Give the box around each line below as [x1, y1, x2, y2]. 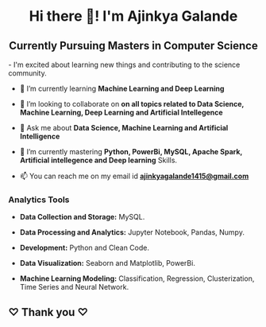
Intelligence [19, 131, 60, 141]
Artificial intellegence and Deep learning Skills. [19, 155, 177, 165]
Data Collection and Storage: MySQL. [19, 212, 145, 222]
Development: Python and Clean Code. [19, 243, 149, 253]
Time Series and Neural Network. [19, 282, 129, 292]
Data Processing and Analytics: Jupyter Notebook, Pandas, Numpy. [19, 228, 245, 237]
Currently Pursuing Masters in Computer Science [9, 39, 258, 53]
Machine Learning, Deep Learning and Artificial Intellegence [19, 107, 224, 117]
